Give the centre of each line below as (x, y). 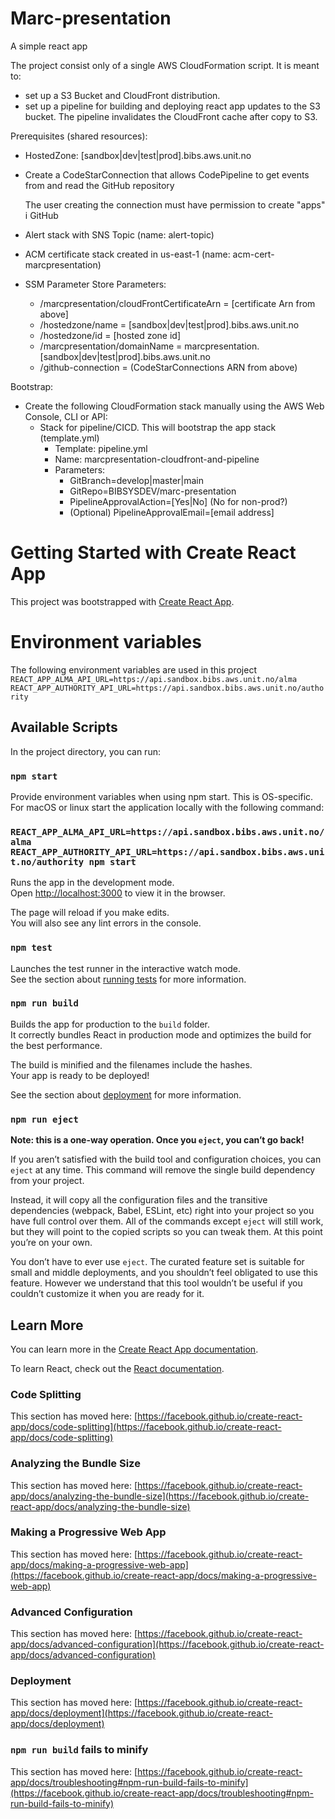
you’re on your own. (51, 1243)
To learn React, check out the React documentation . (117, 1368)
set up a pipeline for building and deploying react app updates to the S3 (172, 106)
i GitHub (41, 215)
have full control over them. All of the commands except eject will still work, (167, 1221)
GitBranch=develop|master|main (136, 480)
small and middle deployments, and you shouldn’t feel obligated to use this (164, 1273)
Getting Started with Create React (153, 553)
